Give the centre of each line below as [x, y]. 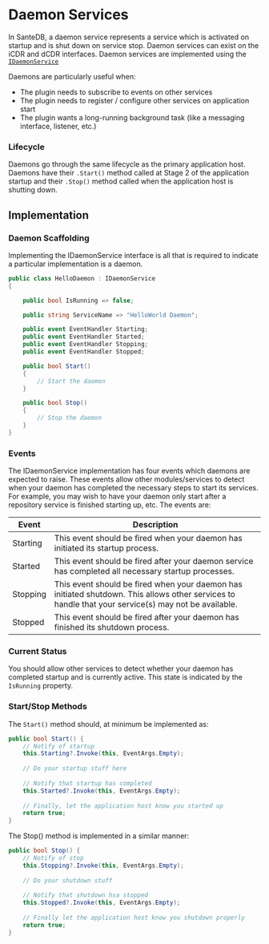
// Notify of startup [58, 746]
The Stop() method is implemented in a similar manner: [99, 836]
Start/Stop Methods [48, 707]
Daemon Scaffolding [49, 238]
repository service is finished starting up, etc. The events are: [110, 505]
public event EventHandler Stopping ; [86, 345]
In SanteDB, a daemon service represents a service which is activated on [129, 37]
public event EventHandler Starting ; [86, 329]
